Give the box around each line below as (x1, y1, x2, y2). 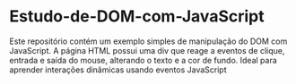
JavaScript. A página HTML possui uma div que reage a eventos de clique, (9, 45, 285, 55)
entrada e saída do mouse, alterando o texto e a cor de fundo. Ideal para (9, 55, 278, 65)
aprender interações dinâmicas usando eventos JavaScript (9, 64, 227, 75)
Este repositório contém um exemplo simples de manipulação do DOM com (9, 36, 288, 46)
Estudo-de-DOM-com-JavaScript (9, 6, 265, 27)
